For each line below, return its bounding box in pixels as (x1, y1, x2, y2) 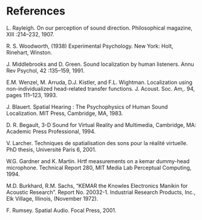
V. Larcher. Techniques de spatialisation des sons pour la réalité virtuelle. (6, 139, 188, 146)
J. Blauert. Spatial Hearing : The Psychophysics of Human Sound (6, 103, 168, 110)
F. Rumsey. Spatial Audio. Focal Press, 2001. (6, 207, 117, 214)
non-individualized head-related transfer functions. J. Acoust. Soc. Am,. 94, (6, 85, 195, 92)
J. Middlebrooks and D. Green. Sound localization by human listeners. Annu (6, 60, 195, 68)
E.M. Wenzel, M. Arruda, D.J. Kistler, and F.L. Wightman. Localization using (6, 79, 192, 86)
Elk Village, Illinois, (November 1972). (6, 195, 99, 202)
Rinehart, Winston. (6, 48, 53, 56)
